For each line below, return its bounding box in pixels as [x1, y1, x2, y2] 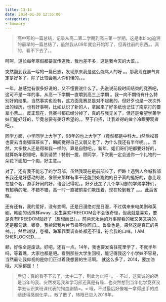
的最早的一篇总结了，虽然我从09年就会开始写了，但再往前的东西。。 [17, 42, 155, 48]
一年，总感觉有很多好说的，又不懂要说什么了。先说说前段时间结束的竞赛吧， [5, 85, 161, 92]
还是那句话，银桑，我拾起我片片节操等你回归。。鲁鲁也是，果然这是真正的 [5, 222, 155, 228]
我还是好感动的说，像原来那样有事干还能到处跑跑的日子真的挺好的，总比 [9, 174, 157, 181]
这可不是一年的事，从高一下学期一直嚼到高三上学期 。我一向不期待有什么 [5, 92, 154, 98]
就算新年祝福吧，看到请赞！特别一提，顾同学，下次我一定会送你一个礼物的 [5, 151, 157, 157]
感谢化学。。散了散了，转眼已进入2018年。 [30, 292, 116, 298]
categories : [5, 16, 30, 21]
